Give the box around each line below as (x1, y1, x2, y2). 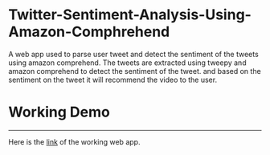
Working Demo (8, 103, 110, 121)
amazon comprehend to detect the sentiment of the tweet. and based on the (8, 66, 261, 75)
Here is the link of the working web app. (8, 137, 141, 146)
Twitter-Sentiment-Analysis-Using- (8, 6, 252, 24)
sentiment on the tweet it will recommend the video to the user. (8, 75, 218, 84)
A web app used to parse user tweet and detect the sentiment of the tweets (8, 49, 259, 59)
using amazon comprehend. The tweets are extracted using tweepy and (8, 58, 247, 67)
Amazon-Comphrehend (8, 22, 170, 41)
